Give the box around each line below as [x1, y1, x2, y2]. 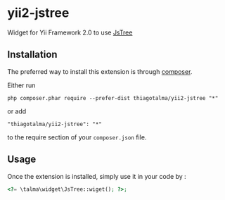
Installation [7, 49, 58, 61]
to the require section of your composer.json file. [7, 132, 147, 142]
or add [7, 107, 27, 115]
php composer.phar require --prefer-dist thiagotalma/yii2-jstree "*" [7, 94, 219, 101]
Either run [7, 81, 36, 89]
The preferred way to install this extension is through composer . [7, 67, 193, 75]
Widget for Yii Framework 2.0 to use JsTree [7, 28, 133, 37]
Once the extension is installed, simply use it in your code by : [7, 172, 186, 180]
